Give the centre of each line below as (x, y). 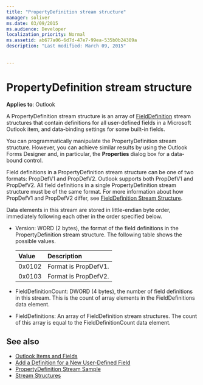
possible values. (35, 241)
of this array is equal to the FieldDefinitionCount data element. (93, 322)
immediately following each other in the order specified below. (84, 216)
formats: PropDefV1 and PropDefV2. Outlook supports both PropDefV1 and (100, 178)
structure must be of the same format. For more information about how (95, 191)
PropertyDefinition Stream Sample (58, 369)
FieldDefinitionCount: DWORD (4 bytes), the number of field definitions (104, 291)
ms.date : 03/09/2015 (33, 23)
